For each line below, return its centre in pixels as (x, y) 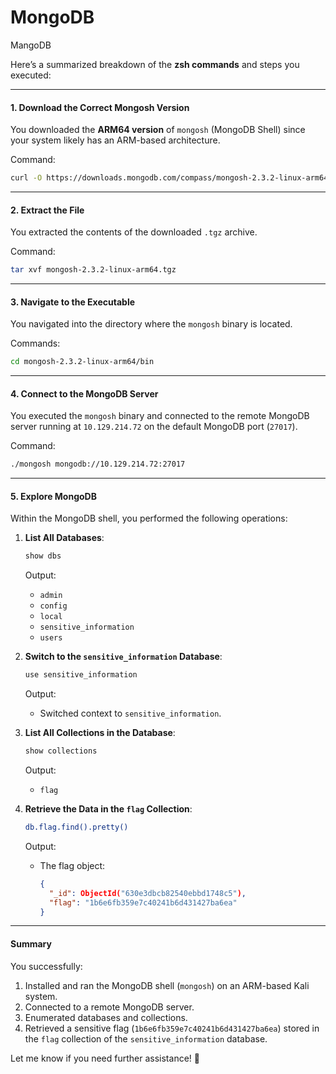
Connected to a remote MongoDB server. (109, 1007)
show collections (61, 751)
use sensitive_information (81, 675)
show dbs (43, 556)
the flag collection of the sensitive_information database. (146, 1038)
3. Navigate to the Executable (73, 302)
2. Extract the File (47, 210)
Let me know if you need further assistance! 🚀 (105, 1058)
